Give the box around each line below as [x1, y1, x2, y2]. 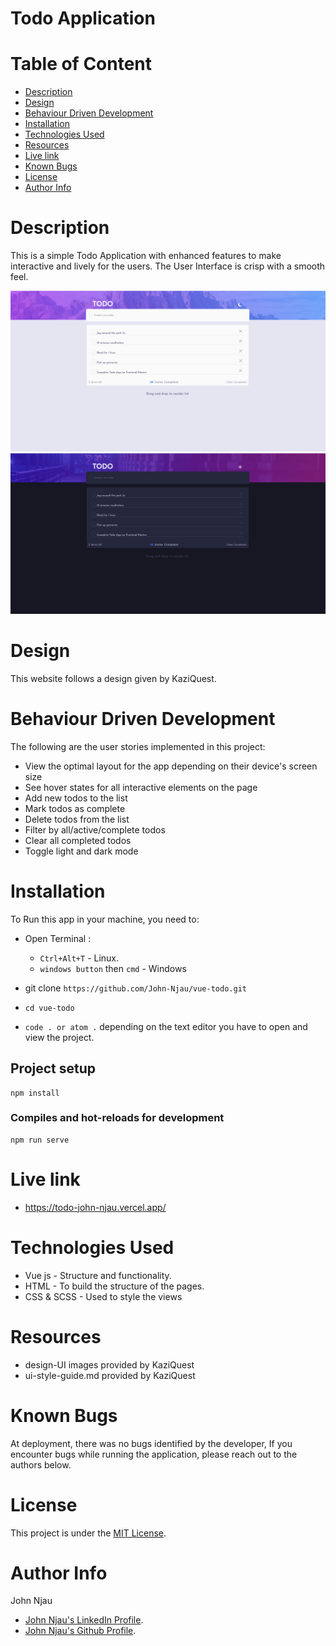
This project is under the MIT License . [10, 1527, 167, 1539]
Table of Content [10, 53, 153, 76]
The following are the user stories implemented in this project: [10, 740, 266, 752]
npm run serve [10, 1135, 70, 1145]
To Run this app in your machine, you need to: [10, 913, 200, 925]
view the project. [24, 1031, 95, 1043]
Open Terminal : [24, 932, 92, 944]
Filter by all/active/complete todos [24, 823, 166, 836]
